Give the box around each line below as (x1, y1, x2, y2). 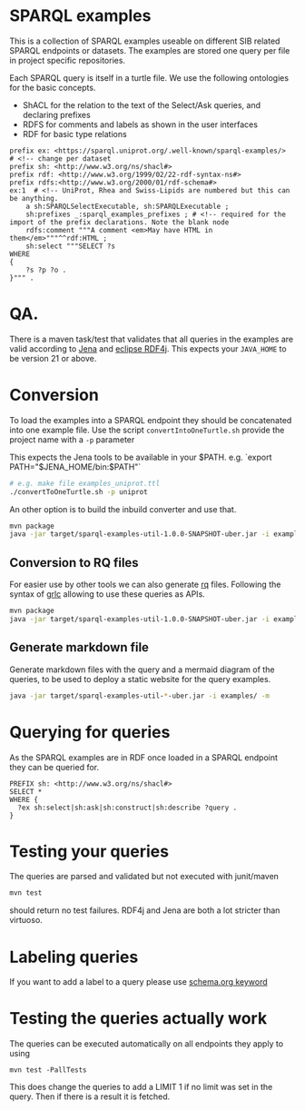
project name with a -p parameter (9, 433, 135, 445)
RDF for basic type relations (22, 128, 127, 139)
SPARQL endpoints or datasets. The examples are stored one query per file (9, 45, 290, 55)
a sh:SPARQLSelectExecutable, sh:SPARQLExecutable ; (25, 202, 230, 211)
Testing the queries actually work (9, 1008, 268, 1029)
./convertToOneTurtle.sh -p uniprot (9, 487, 148, 496)
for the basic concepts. (9, 82, 96, 93)
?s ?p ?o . (25, 265, 67, 274)
